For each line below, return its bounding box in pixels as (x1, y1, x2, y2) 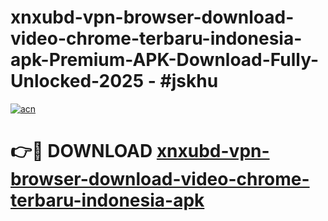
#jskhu (159, 70, 219, 93)
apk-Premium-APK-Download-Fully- (10, 49, 320, 71)
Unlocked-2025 (10, 70, 145, 93)
